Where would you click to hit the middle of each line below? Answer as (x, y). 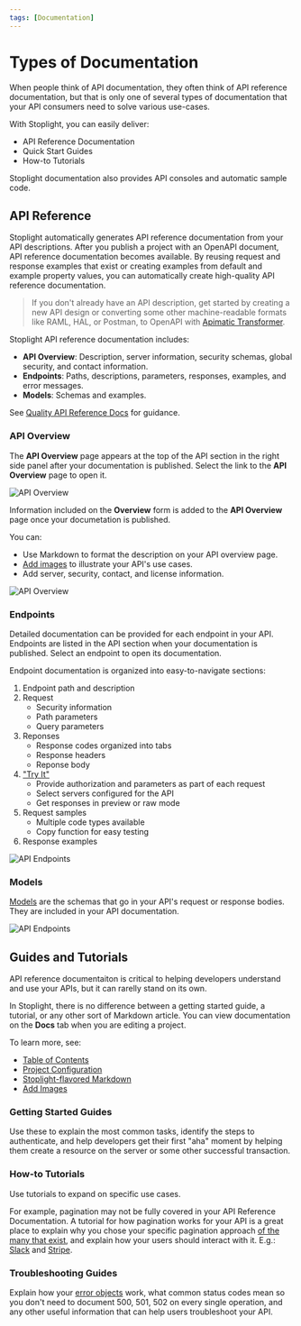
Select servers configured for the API (105, 793)
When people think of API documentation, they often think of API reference (148, 87)
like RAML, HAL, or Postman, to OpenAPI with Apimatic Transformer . (158, 322)
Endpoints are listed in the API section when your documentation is (134, 643)
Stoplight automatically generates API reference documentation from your (146, 238)
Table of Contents (55, 1060)
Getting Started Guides (61, 1112)
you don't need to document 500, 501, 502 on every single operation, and (146, 1302)
